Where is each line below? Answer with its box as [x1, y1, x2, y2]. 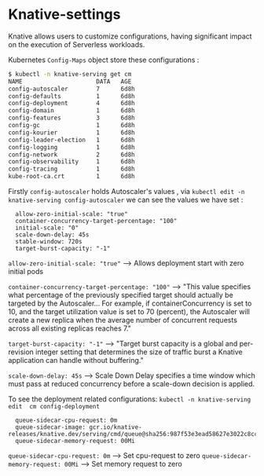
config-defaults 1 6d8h [8, 92, 135, 100]
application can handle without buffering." [8, 356, 144, 365]
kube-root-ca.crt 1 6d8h [8, 173, 135, 181]
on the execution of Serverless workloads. [8, 39, 145, 49]
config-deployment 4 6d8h [8, 100, 135, 108]
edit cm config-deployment [8, 403, 101, 411]
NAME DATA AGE [8, 77, 132, 86]
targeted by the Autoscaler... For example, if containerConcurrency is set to [8, 298, 252, 308]
